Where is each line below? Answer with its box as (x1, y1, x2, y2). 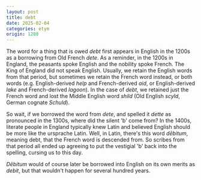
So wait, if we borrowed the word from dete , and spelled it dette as (6, 111, 172, 118)
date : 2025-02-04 (6, 20, 50, 26)
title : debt (6, 14, 36, 20)
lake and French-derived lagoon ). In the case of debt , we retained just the (6, 86, 189, 93)
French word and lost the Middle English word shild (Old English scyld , (6, 93, 180, 100)
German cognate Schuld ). (6, 99, 70, 106)
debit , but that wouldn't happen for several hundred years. (6, 167, 151, 175)
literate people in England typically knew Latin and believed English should (6, 123, 190, 131)
